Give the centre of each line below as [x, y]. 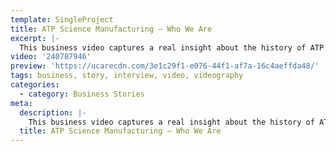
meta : [21, 103]
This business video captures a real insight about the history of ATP [172, 47]
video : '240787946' [51, 57]
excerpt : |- [35, 38]
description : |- [53, 112]
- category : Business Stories [82, 94]
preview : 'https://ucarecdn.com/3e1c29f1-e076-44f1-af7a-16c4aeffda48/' [165, 66]
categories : [35, 85]
